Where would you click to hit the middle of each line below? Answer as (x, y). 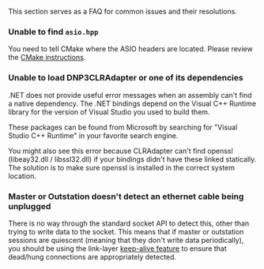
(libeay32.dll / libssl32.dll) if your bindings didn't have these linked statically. (132, 159)
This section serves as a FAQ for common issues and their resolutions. (123, 11)
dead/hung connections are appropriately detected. (92, 256)
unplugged (30, 206)
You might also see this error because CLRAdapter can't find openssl (121, 151)
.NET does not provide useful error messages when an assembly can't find (130, 95)
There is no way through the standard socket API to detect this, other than (129, 223)
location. (23, 176)
